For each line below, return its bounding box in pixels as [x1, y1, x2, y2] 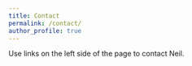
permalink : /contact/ [8, 19, 82, 27]
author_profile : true [8, 27, 82, 35]
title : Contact [8, 11, 60, 20]
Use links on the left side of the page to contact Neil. [8, 49, 185, 59]
